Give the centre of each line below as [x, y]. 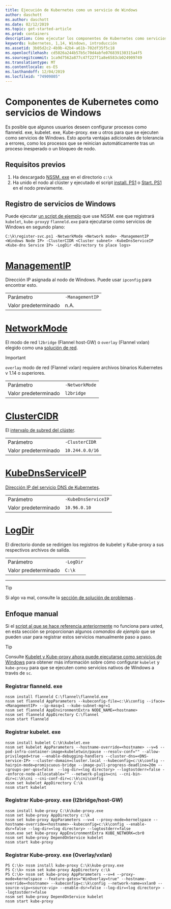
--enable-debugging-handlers [72, 756]
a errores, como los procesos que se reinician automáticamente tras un [80, 143]
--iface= [156, 701]
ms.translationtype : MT [31, 62]
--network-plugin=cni [94, 774]
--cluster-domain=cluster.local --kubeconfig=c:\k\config [95, 760]
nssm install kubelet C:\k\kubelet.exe [48, 743]
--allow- [151, 752]
